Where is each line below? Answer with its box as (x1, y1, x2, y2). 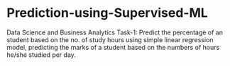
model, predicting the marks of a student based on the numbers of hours (6, 43, 220, 51)
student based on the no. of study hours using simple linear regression (6, 35, 214, 44)
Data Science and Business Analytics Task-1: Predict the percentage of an (6, 28, 223, 37)
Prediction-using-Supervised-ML (6, 5, 209, 21)
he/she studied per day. (6, 51, 76, 59)
